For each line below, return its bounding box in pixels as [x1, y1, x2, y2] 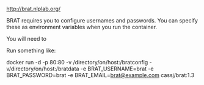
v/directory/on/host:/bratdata [6, 65, 79, 72]
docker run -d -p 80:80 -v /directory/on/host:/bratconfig [6, 59, 148, 66]
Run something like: [6, 47, 56, 54]
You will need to [6, 35, 47, 42]
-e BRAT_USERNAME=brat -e [80, 65, 154, 72]
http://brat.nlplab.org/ [6, 5, 61, 12]
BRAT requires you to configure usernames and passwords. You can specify [6, 17, 199, 24]
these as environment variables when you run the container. [6, 24, 158, 30]
